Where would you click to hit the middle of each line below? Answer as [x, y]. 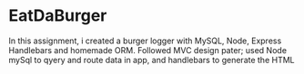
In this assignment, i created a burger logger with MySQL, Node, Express [145, 41]
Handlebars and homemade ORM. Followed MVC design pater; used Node [148, 50]
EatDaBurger [58, 16]
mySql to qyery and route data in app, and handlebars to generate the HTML [152, 60]
